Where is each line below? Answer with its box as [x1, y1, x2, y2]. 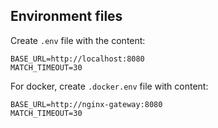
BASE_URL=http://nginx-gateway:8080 [10, 99, 163, 109]
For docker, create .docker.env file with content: [10, 80, 209, 92]
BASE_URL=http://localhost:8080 [10, 54, 145, 64]
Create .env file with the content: [10, 34, 146, 46]
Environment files [10, 8, 123, 25]
